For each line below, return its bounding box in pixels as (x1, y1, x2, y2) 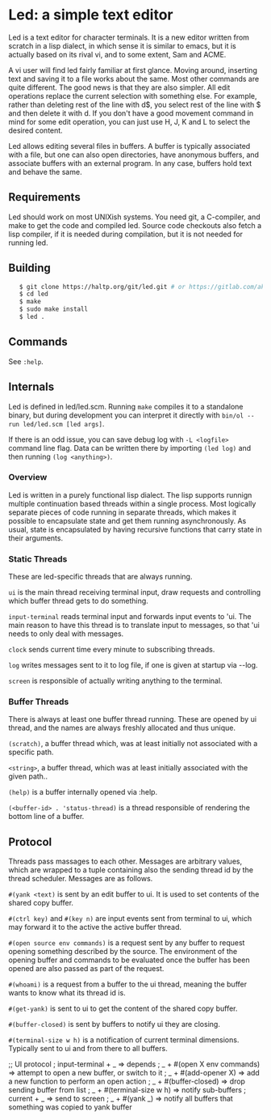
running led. (8, 237, 48, 248)
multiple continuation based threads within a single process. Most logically (8, 498, 256, 508)
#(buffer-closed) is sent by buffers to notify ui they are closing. (8, 1020, 220, 1029)
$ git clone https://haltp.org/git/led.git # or (19, 282, 186, 291)
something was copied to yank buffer (8, 1102, 132, 1112)
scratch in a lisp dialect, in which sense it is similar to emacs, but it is (8, 40, 236, 50)
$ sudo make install (19, 305, 89, 313)
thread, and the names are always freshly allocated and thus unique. (8, 723, 236, 733)
